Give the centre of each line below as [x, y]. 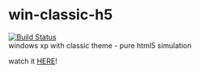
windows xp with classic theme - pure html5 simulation [100, 45]
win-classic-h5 [61, 15]
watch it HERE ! [33, 61]
